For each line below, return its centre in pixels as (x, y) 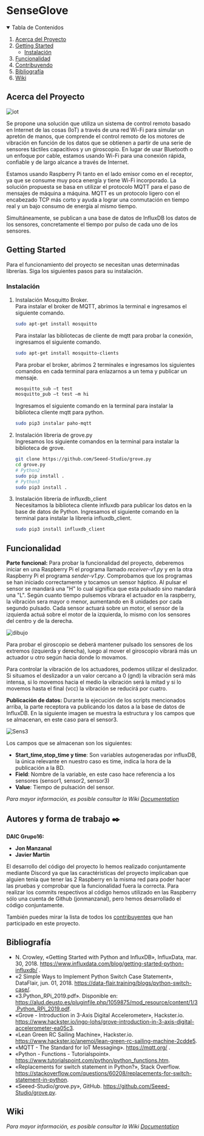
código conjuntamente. (35, 905)
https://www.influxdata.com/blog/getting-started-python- (112, 964)
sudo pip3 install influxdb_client (60, 529)
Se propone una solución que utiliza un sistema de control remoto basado (99, 123)
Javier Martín (32, 854)
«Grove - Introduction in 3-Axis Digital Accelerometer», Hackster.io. (100, 1015)
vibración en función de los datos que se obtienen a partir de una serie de (99, 143)
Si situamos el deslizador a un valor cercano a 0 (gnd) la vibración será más (101, 676)
